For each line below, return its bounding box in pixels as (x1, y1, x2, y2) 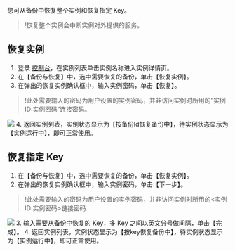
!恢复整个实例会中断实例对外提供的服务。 (24, 21, 144, 30)
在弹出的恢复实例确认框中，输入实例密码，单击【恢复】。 (17, 81, 181, 89)
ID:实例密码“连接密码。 (24, 105, 91, 113)
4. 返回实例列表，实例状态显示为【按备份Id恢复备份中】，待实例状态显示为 (15, 120, 229, 128)
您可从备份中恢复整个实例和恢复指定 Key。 (7, 6, 131, 14)
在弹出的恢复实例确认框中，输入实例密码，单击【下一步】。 (17, 180, 187, 188)
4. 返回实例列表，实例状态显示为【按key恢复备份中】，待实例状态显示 (24, 227, 223, 236)
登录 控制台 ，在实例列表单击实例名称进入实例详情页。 (17, 63, 173, 72)
